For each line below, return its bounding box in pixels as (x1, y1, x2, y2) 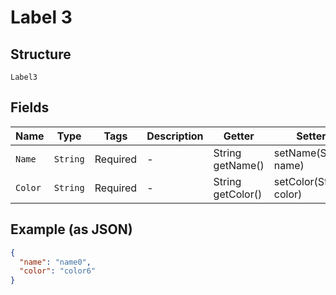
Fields (10, 99, 50, 116)
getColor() (213, 187, 263, 201)
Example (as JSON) (10, 221, 133, 238)
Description (146, 129, 204, 143)
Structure (10, 46, 72, 63)
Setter (296, 129, 327, 143)
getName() (213, 158, 265, 172)
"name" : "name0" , (19, 257, 92, 267)
